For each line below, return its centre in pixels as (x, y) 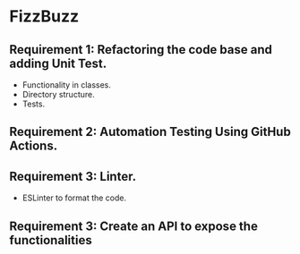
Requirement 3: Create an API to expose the (133, 226)
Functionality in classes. (67, 85)
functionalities (51, 240)
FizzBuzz (44, 17)
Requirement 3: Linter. (73, 176)
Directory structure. (59, 94)
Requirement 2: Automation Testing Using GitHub (150, 132)
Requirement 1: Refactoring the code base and (141, 50)
